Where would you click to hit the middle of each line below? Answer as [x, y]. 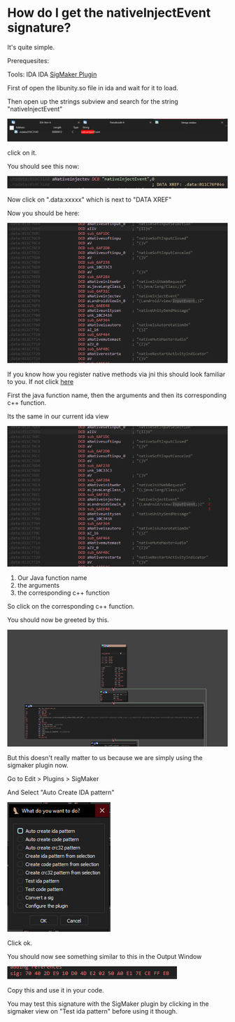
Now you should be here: [43, 213]
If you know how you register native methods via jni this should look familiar [116, 374]
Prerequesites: [28, 60]
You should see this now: [43, 167]
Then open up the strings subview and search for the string [93, 101]
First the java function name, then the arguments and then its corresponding [117, 395]
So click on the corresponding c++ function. [71, 606]
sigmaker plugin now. [38, 765]
